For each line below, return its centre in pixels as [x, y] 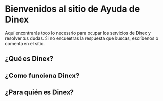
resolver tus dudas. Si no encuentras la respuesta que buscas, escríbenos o [81, 38]
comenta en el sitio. [25, 43]
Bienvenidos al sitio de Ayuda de [72, 9]
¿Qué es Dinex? [29, 59]
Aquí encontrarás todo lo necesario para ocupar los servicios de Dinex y [78, 33]
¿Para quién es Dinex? [40, 92]
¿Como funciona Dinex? [42, 75]
